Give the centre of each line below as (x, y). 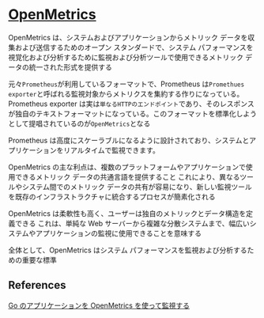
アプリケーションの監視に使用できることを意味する (119, 233)
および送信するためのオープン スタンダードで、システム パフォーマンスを (134, 47)
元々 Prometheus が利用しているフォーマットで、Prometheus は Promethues (126, 84)
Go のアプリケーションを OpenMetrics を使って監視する (99, 305)
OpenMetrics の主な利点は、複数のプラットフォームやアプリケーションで (127, 167)
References (37, 285)
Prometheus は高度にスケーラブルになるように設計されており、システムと (129, 140)
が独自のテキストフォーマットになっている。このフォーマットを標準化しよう (132, 113)
